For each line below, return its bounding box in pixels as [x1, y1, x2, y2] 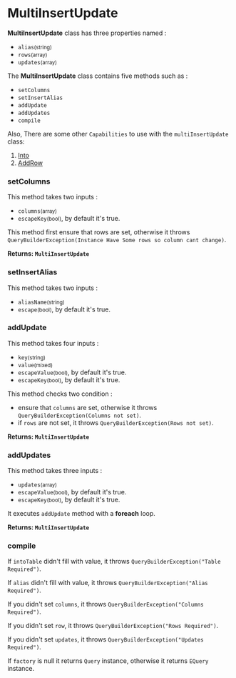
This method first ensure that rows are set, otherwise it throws [7, 228, 190, 236]
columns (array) [17, 208, 57, 215]
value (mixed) [17, 362, 53, 369]
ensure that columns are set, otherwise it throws [17, 403, 158, 412]
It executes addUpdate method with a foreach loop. [7, 509, 155, 518]
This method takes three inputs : [7, 467, 103, 475]
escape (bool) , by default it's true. [17, 305, 111, 314]
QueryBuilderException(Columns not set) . [17, 411, 141, 419]
